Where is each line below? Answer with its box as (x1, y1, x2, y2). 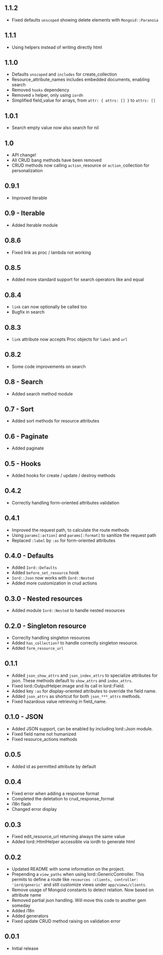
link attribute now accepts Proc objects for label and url (11, 336, 128, 342)
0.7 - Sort (4, 405, 34, 413)
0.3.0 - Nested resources (4, 594, 82, 603)
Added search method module (11, 391, 73, 397)
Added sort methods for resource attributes (11, 418, 100, 424)
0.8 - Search (4, 378, 43, 386)
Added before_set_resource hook (11, 570, 80, 576)
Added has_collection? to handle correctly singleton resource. (11, 640, 139, 646)
